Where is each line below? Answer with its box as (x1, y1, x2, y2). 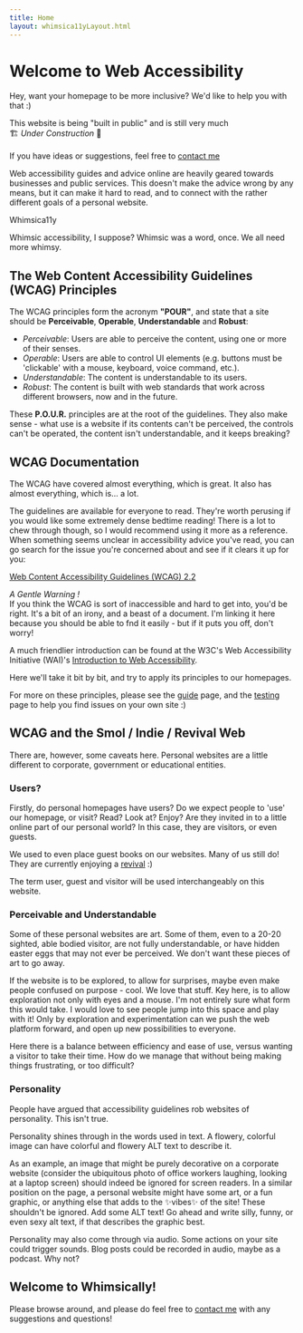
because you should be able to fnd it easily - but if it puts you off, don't (9, 618, 274, 629)
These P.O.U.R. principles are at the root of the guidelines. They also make (9, 409, 288, 420)
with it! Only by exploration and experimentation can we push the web (9, 1014, 270, 1025)
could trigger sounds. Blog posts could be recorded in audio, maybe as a (9, 1243, 281, 1254)
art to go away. (9, 958, 65, 969)
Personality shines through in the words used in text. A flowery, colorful (9, 1130, 276, 1142)
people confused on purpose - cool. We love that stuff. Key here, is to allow (9, 985, 291, 996)
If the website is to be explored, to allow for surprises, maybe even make (9, 975, 280, 986)
